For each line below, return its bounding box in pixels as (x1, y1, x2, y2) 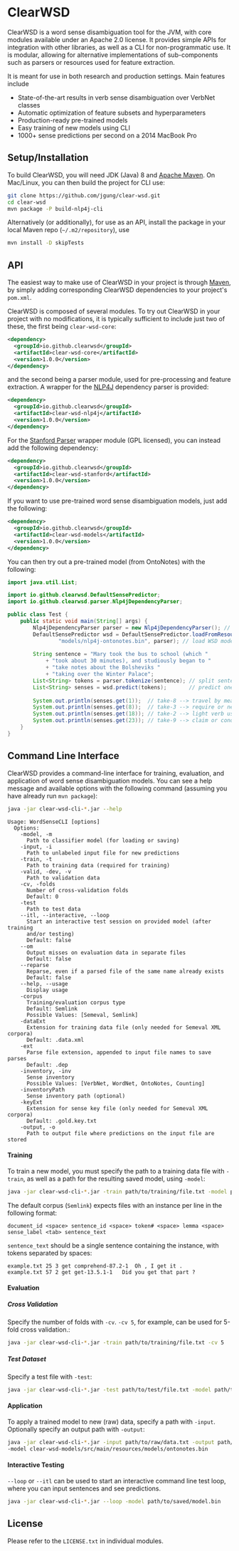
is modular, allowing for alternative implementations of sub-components (7, 51, 218, 59)
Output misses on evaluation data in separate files (26, 949, 186, 956)
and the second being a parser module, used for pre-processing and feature (7, 375, 231, 384)
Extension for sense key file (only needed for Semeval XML (26, 1104, 208, 1112)
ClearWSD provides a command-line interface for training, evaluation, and (7, 768, 224, 777)
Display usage (26, 986, 69, 993)
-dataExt (20, 1018, 46, 1025)
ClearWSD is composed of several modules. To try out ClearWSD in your (7, 307, 221, 315)
